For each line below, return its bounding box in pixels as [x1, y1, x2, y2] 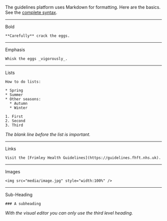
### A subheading [5, 201, 41, 206]
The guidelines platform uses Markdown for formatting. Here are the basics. [5, 4, 161, 10]
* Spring [5, 88, 23, 93]
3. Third [5, 123, 23, 128]
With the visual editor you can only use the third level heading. [5, 210, 133, 216]
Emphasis [5, 47, 25, 53]
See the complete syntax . [5, 9, 58, 15]
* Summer [5, 92, 23, 97]
